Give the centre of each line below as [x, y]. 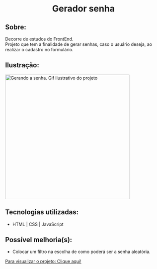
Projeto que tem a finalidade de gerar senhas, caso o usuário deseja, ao [79, 44]
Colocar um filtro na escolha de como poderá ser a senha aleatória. [81, 252]
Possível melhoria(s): [39, 240]
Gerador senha [83, 9]
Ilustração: [22, 65]
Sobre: [16, 27]
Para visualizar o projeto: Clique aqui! [43, 262]
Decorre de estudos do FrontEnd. [39, 39]
